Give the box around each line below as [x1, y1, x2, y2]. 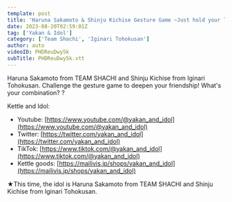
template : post [7, 10, 51, 17]
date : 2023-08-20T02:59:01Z [7, 23, 88, 30]
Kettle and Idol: [7, 101, 50, 110]
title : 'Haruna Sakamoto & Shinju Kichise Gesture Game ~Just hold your [7, 17, 221, 23]
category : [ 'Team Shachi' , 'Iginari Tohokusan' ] [7, 36, 150, 43]
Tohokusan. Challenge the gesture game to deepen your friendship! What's [7, 81, 222, 90]
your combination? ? [7, 88, 66, 97]
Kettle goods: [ [17, 159, 59, 168]
